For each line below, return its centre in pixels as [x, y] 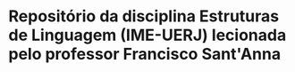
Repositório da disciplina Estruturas [143, 16]
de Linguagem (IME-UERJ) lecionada [147, 35]
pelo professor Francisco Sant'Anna [145, 54]
